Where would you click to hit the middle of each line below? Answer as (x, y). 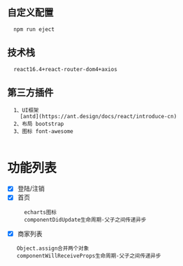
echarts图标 (41, 212)
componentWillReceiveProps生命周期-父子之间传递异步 (89, 255)
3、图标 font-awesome (43, 132)
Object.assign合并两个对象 (53, 248)
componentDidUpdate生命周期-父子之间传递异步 (85, 220)
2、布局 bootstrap (39, 124)
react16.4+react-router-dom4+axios (66, 69)
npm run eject (34, 29)
